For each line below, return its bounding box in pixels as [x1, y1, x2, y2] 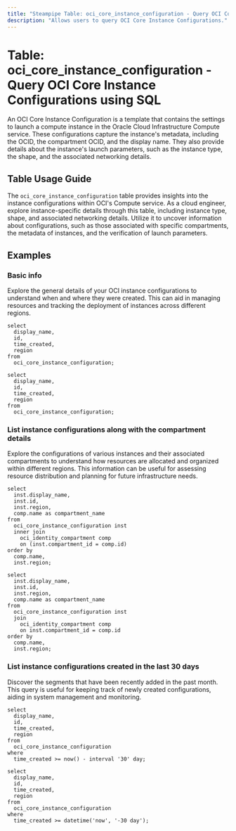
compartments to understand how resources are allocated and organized [7, 457, 219, 465]
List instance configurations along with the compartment [7, 425, 206, 434]
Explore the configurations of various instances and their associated [7, 449, 205, 458]
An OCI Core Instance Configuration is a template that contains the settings [7, 115, 225, 124]
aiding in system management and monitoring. [7, 692, 142, 701]
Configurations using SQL [7, 92, 162, 108]
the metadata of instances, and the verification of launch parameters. [7, 229, 208, 238]
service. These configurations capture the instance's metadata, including [7, 130, 219, 138]
